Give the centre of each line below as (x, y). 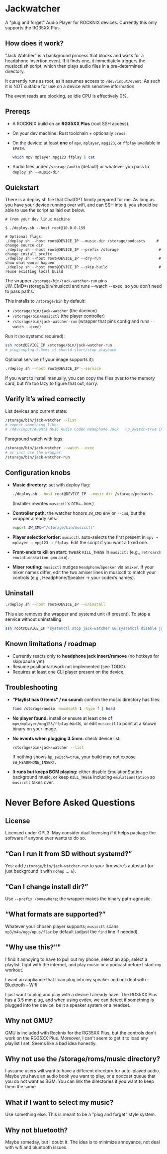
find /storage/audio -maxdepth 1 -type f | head (64, 708)
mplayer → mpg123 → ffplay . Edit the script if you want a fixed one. (80, 542)
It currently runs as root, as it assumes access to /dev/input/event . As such (83, 81)
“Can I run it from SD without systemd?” (69, 854)
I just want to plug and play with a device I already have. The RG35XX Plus (81, 994)
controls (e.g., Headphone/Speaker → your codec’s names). (74, 577)
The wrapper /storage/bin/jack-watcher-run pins (56, 281)
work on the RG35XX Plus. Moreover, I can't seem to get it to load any (77, 1038)
